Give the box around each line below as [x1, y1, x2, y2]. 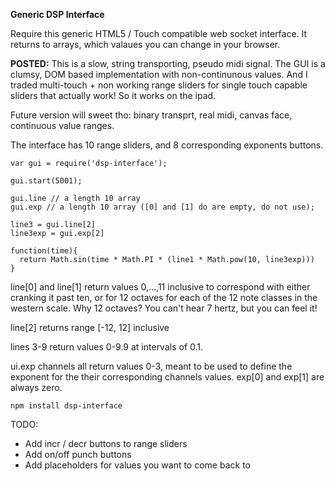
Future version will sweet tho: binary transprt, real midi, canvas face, [10, 109, 293, 121]
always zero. [10, 382, 63, 393]
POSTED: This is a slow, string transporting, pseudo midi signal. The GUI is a [10, 58, 326, 69]
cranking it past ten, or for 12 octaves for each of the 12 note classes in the [10, 292, 318, 303]
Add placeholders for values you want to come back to [24, 459, 251, 471]
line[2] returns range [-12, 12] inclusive [10, 322, 170, 333]
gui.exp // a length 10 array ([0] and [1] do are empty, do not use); [10, 202, 315, 212]
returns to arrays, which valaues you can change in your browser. [10, 39, 281, 50]
